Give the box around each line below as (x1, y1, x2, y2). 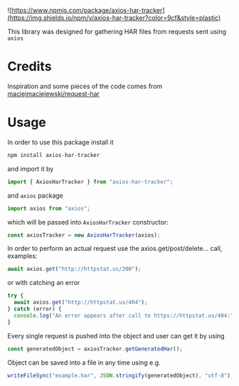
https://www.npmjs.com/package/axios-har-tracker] (11, 6, 165, 14)
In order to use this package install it (7, 138, 114, 146)
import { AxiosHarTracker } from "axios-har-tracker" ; (7, 178, 174, 186)
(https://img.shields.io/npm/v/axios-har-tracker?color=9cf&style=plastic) (7, 14, 221, 22)
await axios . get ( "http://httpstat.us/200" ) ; (7, 266, 142, 273)
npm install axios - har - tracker (7, 151, 100, 159)
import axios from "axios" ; (7, 205, 91, 212)
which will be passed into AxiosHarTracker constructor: (7, 218, 169, 226)
